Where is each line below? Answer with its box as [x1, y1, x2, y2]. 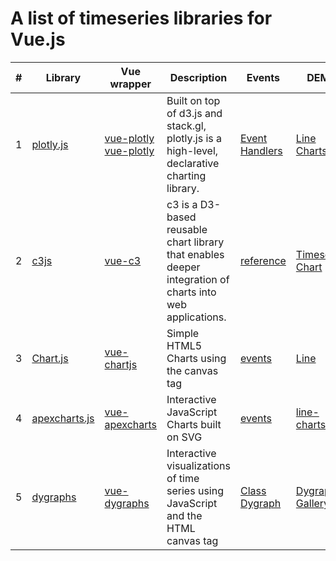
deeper [166, 260, 201, 274]
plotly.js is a [166, 131, 222, 145]
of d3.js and [166, 106, 223, 120]
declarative [166, 156, 220, 170]
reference [239, 253, 287, 267]
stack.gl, [166, 118, 207, 132]
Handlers [239, 143, 283, 157]
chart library [166, 235, 225, 249]
